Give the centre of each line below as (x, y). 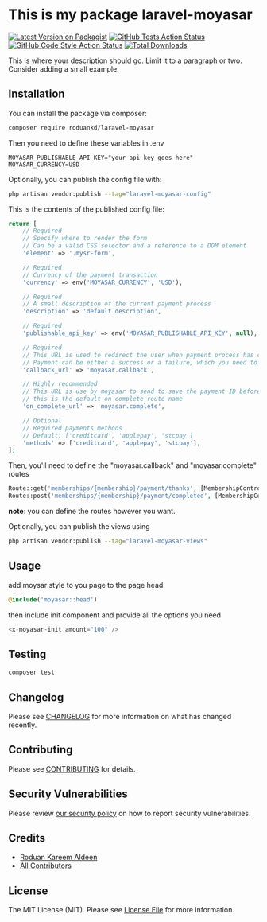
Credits (27, 838)
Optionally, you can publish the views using (79, 526)
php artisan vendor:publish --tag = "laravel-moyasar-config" (110, 194)
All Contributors (45, 866)
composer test (32, 673)
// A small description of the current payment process (117, 304)
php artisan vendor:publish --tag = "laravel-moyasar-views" (108, 541)
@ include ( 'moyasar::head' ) (53, 599)
